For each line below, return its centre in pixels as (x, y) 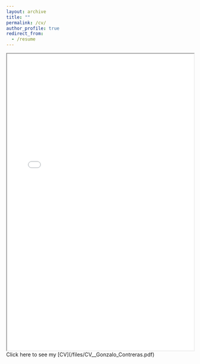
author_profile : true (33, 28)
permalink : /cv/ (26, 23)
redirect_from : (25, 34)
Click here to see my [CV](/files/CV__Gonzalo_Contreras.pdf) (80, 354)
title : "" (18, 17)
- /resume (23, 39)
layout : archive (26, 12)
